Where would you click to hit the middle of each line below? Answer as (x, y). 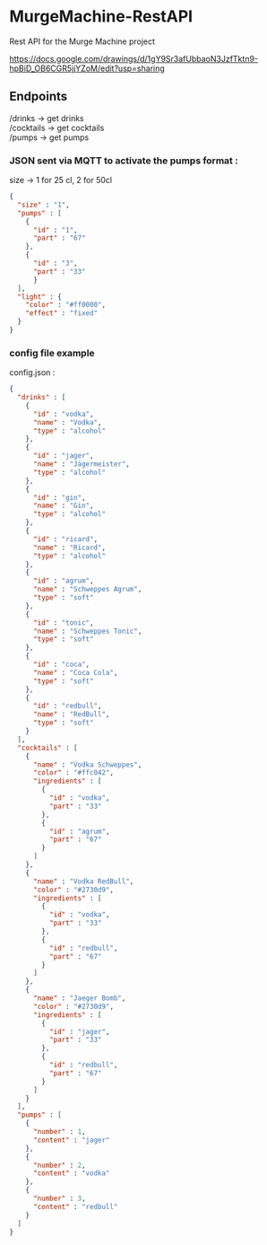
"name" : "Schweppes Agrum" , (87, 590)
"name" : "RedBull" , (71, 715)
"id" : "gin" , (60, 497)
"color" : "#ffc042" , (73, 773)
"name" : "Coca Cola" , (75, 672)
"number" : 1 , (60, 1132)
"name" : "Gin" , (63, 506)
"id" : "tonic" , (63, 622)
